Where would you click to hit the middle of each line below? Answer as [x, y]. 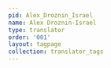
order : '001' [30, 37]
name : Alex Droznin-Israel [52, 23]
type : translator [37, 30]
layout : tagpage [35, 45]
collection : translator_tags [56, 52]
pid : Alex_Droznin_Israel [50, 15]
